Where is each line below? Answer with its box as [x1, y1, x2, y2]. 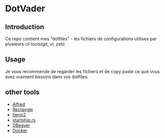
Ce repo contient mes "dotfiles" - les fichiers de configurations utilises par [5, 36, 157, 42]
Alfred [12, 101, 25, 107]
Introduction [5, 23, 45, 31]
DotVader [5, 3, 46, 14]
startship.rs [12, 117, 36, 123]
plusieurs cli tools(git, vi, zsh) [5, 41, 65, 47]
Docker [12, 127, 28, 134]
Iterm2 [12, 112, 26, 118]
